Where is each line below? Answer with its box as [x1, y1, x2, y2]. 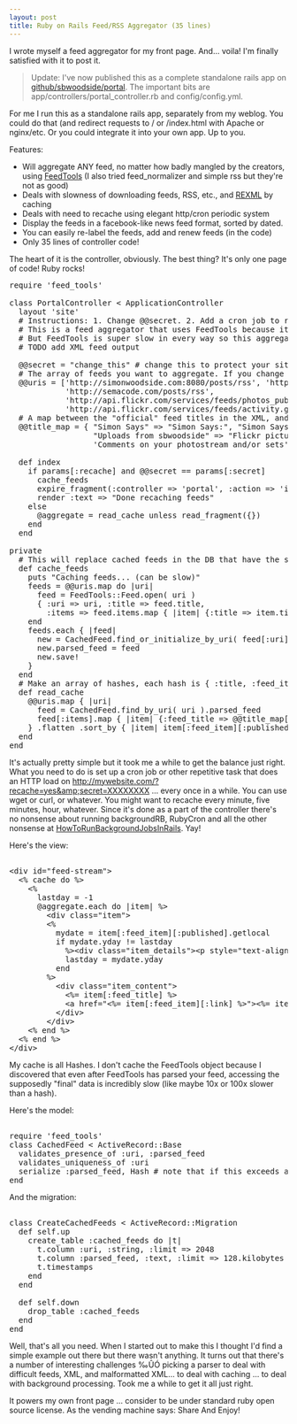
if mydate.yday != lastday [56, 936, 173, 947]
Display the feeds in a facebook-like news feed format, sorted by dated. [21, 218, 284, 228]
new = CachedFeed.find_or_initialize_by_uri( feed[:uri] [36, 634, 289, 644]
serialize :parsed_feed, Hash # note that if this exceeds [18, 1166, 280, 1176]
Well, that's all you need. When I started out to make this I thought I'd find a [9, 1340, 283, 1351]
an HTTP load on [9, 775, 71, 786]
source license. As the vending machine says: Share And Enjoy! [9, 1405, 240, 1415]
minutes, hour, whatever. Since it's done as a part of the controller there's [9, 804, 277, 814]
